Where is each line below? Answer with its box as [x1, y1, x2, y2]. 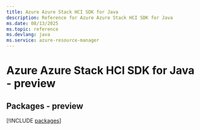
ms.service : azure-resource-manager [6, 37, 99, 43]
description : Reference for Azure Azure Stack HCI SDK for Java [6, 15, 173, 21]
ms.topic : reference [6, 26, 59, 32]
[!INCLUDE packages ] [6, 117, 62, 124]
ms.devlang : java [6, 32, 51, 38]
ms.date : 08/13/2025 [6, 20, 59, 26]
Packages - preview [6, 101, 84, 111]
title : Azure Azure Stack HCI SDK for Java [6, 9, 119, 15]
